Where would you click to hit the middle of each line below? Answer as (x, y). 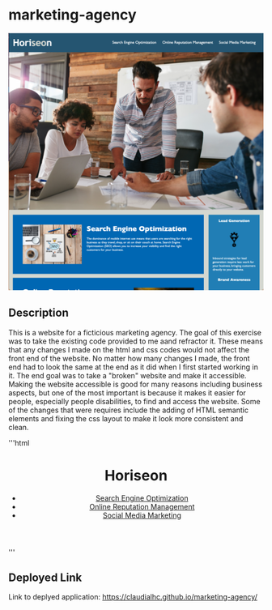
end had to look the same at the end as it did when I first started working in (134, 367)
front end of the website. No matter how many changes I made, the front (129, 358)
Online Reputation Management (142, 506)
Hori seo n (136, 475)
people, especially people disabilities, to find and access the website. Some (134, 401)
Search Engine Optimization (142, 498)
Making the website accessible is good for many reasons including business (136, 384)
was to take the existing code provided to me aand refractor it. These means (136, 341)
